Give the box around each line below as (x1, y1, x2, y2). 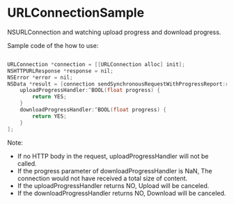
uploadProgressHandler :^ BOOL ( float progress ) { (19, 87, 160, 94)
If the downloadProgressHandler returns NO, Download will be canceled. (17, 189, 226, 197)
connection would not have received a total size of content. (17, 174, 188, 182)
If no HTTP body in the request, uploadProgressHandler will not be (17, 152, 209, 160)
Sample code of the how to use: (7, 41, 99, 49)
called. (17, 159, 37, 168)
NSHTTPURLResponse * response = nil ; (7, 68, 114, 74)
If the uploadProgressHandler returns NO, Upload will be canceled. (17, 181, 210, 189)
